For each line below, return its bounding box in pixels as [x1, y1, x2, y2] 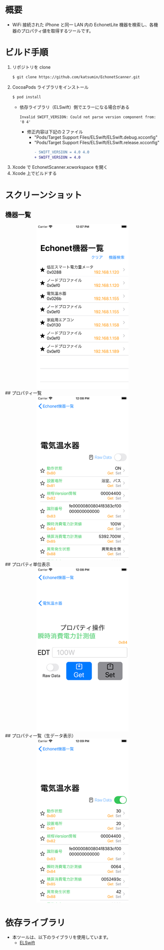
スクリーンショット [5, 190, 82, 201]
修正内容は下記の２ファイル [27, 128, 83, 134]
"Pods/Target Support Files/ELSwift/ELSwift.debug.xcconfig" [34, 134, 158, 140]
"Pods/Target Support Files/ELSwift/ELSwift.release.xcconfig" [34, 139, 160, 145]
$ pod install [12, 95, 41, 99]
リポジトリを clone [12, 64, 51, 70]
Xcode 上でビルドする [12, 170, 57, 176]
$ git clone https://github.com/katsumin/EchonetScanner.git [12, 74, 140, 79]
